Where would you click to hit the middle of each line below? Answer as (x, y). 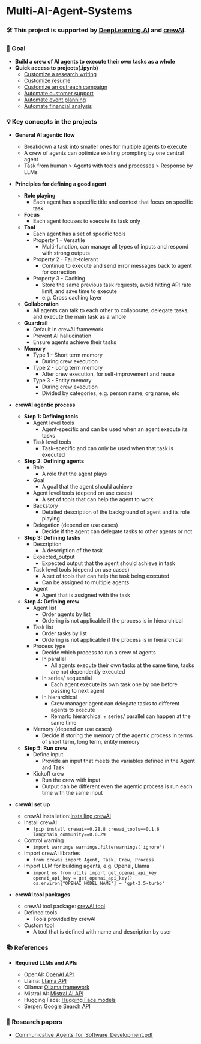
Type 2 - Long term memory (68, 367)
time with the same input (72, 792)
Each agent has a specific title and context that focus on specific (113, 202)
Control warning (44, 840)
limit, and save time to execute (79, 291)
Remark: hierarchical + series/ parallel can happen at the (121, 716)
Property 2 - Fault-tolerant (65, 259)
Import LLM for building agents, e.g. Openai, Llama (87, 866)
